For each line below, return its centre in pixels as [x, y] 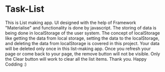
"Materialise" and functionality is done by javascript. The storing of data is [81, 27]
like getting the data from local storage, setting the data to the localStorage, [82, 38]
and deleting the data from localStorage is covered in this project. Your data [82, 43]
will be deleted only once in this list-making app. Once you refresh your [78, 48]
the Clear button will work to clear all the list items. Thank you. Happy [76, 59]
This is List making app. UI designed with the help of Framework [71, 23]
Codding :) [16, 64]
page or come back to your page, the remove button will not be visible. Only [82, 54]
